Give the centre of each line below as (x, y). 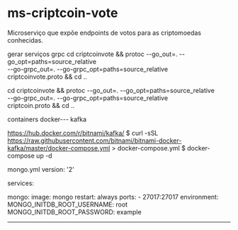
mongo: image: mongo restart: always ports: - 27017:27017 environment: (113, 197)
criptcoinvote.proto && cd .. (47, 77)
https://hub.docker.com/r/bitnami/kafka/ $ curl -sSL (83, 133)
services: (21, 183)
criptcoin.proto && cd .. (41, 105)
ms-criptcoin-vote (63, 13)
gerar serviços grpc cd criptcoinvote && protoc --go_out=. (92, 54)
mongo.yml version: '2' (41, 169)
